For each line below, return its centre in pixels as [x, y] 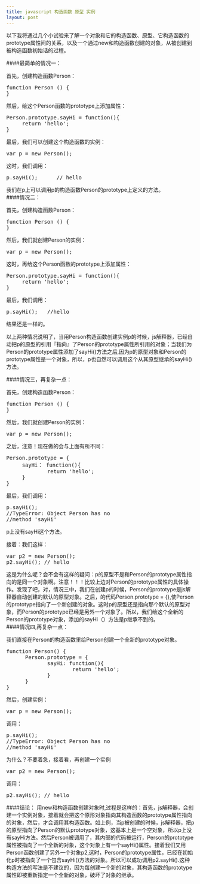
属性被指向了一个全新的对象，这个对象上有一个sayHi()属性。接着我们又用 [96, 845]
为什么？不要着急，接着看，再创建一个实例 [59, 759]
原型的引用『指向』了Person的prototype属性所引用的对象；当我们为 [108, 344]
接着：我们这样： [27, 544]
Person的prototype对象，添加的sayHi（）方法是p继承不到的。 [83, 619]
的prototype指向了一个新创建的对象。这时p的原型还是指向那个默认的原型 [96, 604]
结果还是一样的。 [27, 324]
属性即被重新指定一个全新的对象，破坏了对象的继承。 [72, 875]
